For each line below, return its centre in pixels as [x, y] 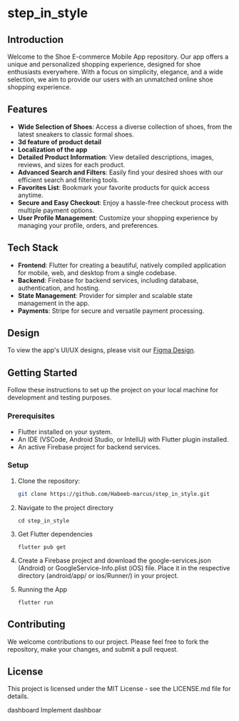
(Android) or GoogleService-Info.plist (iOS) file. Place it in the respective [124, 568]
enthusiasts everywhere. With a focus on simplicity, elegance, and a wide [115, 72]
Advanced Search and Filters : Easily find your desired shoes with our [120, 172]
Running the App [42, 589]
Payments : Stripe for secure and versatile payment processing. [111, 310]
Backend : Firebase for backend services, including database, [108, 280]
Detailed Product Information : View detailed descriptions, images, [116, 157]
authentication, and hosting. [59, 288]
